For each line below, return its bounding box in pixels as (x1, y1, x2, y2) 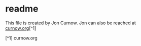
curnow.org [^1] (5, 25, 37, 31)
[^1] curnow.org (5, 35, 38, 41)
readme (5, 3, 39, 15)
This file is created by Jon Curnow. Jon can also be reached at (5, 20, 136, 26)
